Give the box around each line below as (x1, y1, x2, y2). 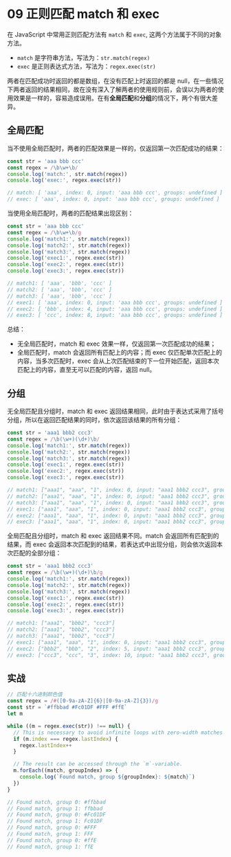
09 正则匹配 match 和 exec (7, 6, 160, 22)
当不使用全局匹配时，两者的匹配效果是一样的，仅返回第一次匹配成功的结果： (7, 144, 224, 152)
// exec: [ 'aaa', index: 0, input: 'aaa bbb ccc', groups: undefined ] (7, 196, 220, 203)
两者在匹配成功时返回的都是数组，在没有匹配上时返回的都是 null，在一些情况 (7, 76, 224, 85)
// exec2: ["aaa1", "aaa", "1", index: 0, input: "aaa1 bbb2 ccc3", (7, 512, 208, 519)
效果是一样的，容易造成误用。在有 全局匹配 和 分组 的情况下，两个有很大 (12, 93, 212, 102)
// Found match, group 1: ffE (7, 843, 94, 850)
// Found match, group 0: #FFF (7, 824, 97, 832)
